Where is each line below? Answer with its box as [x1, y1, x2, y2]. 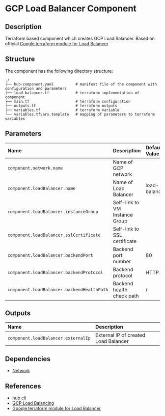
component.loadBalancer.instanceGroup [7, 209, 98, 214]
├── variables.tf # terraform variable [5, 108, 120, 112]
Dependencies [5, 355, 51, 363]
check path [112, 292, 139, 299]
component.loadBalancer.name [7, 185, 76, 191]
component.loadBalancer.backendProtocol [7, 270, 103, 275]
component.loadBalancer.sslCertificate [7, 232, 101, 238]
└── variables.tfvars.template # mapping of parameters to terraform [5, 111, 155, 117]
